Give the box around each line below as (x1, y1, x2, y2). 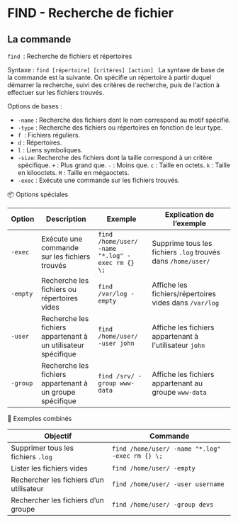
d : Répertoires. (17, 138, 62, 147)
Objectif (43, 431, 72, 441)
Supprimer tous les (11, 443, 74, 453)
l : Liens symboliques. (17, 146, 83, 154)
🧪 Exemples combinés (7, 415, 72, 422)
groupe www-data (152, 388, 208, 397)
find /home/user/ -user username (112, 480, 225, 488)
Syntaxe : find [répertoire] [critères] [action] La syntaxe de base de (7, 66, 225, 74)
